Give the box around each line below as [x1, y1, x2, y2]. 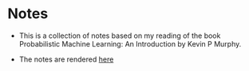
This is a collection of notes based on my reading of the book [18, 31, 221, 40]
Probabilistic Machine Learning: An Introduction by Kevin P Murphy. [18, 39, 242, 48]
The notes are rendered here [18, 54, 114, 64]
